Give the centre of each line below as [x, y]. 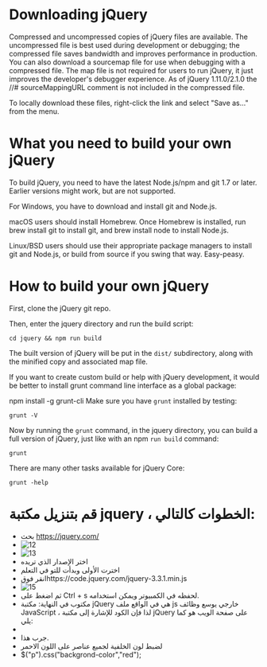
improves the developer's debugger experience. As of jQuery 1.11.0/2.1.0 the [133, 79]
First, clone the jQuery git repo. [60, 308]
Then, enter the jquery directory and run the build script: [101, 323]
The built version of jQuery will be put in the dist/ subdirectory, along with [131, 353]
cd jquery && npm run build [56, 338]
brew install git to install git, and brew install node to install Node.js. [119, 230]
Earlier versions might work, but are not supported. [92, 191]
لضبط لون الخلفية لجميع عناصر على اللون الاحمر [91, 646]
